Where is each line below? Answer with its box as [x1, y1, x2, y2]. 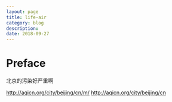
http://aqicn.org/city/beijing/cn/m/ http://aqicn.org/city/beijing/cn [6, 89, 166, 96]
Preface [6, 57, 46, 70]
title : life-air [6, 14, 47, 20]
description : [6, 25, 39, 32]
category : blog [6, 20, 44, 26]
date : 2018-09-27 [6, 31, 50, 37]
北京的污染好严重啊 [6, 77, 54, 84]
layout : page [6, 8, 39, 15]
